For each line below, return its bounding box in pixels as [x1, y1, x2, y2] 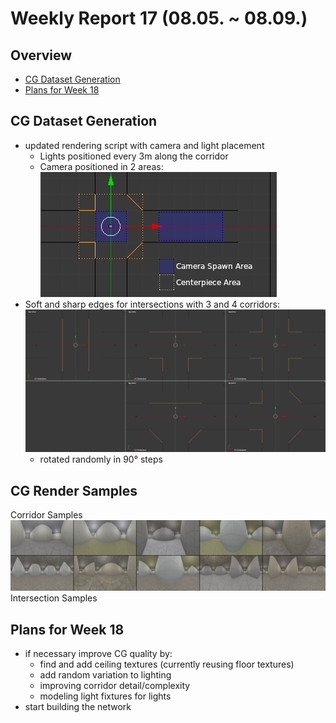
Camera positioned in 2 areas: [39, 160, 164, 172]
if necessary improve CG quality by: [24, 648, 173, 660]
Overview [10, 47, 73, 64]
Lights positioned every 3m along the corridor [39, 150, 229, 162]
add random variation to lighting [39, 669, 172, 681]
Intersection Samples [10, 592, 98, 604]
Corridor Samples [10, 509, 83, 521]
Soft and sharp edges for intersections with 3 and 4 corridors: [24, 298, 280, 310]
